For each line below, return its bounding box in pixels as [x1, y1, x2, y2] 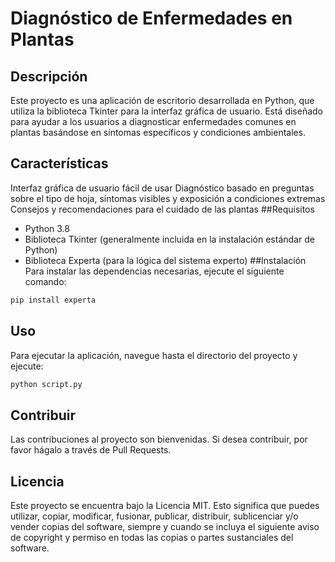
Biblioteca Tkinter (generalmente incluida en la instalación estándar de [24, 233, 315, 245]
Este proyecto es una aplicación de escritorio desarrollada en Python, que [10, 95, 315, 106]
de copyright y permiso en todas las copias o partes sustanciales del [10, 532, 294, 543]
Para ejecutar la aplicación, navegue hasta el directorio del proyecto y [10, 349, 298, 361]
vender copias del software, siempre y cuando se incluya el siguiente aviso [10, 521, 320, 532]
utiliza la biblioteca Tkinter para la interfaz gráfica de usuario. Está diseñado [10, 105, 324, 117]
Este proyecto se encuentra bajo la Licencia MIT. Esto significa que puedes [10, 500, 320, 511]
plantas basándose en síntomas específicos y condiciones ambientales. [10, 127, 307, 138]
